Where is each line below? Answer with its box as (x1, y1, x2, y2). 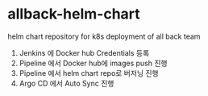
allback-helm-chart (7, 5, 140, 23)
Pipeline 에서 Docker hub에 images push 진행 (19, 58, 168, 68)
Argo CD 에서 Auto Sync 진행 (19, 78, 114, 88)
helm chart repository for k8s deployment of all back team (7, 31, 201, 41)
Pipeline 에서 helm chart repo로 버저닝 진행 (19, 68, 159, 77)
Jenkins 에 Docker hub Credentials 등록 (19, 48, 150, 57)
